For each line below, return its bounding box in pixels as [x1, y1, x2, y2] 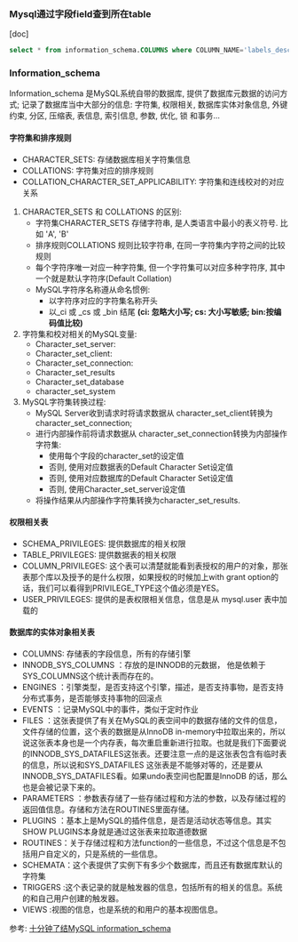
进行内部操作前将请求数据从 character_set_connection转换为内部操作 [35, 428, 288, 439]
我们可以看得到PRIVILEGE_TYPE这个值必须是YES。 [37, 583, 224, 593]
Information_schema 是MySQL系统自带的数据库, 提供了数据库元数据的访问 [9, 88, 280, 99]
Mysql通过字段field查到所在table [9, 7, 152, 20]
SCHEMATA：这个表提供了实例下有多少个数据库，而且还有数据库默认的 [21, 860, 283, 871]
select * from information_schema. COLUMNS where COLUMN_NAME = [9, 46, 244, 55]
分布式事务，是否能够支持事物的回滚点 [21, 693, 162, 704]
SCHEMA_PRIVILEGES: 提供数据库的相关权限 [21, 538, 186, 549]
